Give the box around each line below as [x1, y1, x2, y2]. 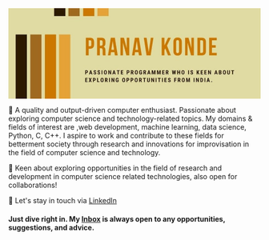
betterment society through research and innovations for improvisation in [8, 139, 250, 149]
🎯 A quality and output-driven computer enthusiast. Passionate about [8, 106, 236, 115]
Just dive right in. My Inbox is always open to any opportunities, [8, 214, 226, 223]
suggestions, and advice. [8, 222, 94, 232]
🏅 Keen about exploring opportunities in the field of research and [8, 163, 223, 173]
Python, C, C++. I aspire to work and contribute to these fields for [8, 131, 224, 141]
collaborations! [8, 180, 58, 190]
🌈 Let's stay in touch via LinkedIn [8, 196, 118, 206]
